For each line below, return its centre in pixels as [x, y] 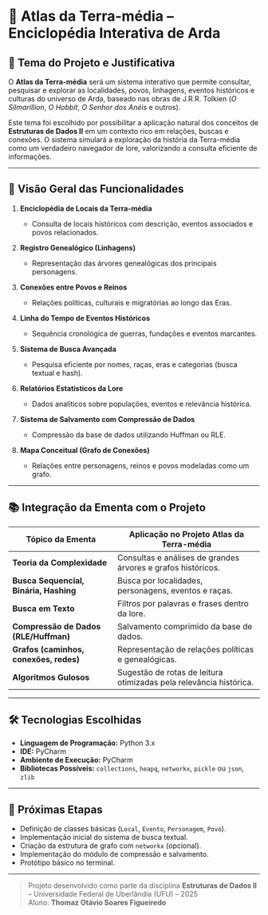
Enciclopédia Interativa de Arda [114, 33]
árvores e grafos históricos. [169, 567]
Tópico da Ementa [61, 539]
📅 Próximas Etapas [55, 809]
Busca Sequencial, [48, 580]
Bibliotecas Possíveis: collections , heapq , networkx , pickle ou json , [132, 768]
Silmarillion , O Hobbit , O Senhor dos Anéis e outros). [95, 107]
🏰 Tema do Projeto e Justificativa [92, 63]
